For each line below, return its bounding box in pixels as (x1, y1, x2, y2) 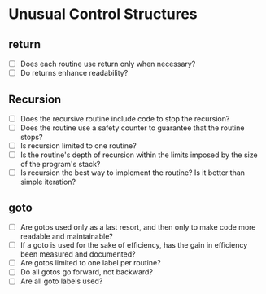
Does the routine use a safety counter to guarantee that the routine (20, 123, 245, 133)
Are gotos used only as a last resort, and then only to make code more (20, 222, 256, 232)
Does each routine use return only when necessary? (20, 59, 196, 68)
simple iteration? (20, 177, 76, 187)
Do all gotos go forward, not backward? (20, 267, 153, 277)
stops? (20, 132, 43, 143)
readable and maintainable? (20, 231, 114, 241)
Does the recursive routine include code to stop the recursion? (20, 113, 230, 123)
